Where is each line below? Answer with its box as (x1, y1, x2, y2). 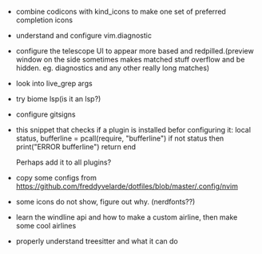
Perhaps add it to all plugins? (15, 157, 112, 167)
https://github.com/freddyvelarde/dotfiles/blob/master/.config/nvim (15, 181, 238, 191)
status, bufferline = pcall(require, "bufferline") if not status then (15, 133, 224, 143)
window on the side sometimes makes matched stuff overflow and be (15, 55, 245, 64)
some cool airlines (15, 221, 77, 230)
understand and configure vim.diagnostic (15, 31, 152, 40)
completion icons (15, 15, 73, 25)
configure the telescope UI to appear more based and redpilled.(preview (15, 46, 254, 55)
